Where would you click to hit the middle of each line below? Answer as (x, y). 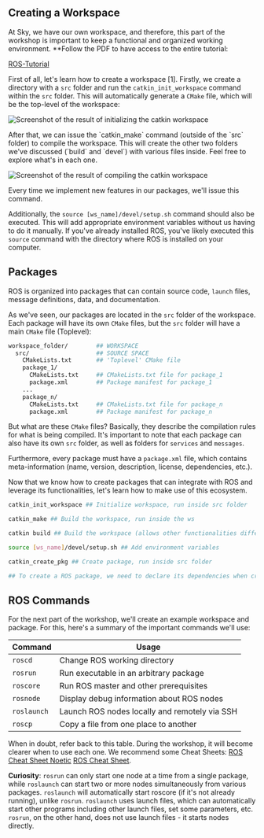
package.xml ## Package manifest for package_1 (121, 382)
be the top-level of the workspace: (64, 104)
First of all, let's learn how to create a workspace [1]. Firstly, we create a (125, 79)
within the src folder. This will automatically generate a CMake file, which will (130, 96)
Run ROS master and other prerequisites (134, 686)
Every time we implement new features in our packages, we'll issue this (124, 190)
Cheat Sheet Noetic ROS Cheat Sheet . (70, 760)
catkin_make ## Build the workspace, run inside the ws (101, 519)
